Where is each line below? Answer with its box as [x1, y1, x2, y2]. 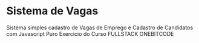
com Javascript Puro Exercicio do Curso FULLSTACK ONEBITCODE [6, 30, 174, 37]
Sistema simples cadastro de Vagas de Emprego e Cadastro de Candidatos [6, 24, 194, 31]
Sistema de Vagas [6, 4, 99, 18]
